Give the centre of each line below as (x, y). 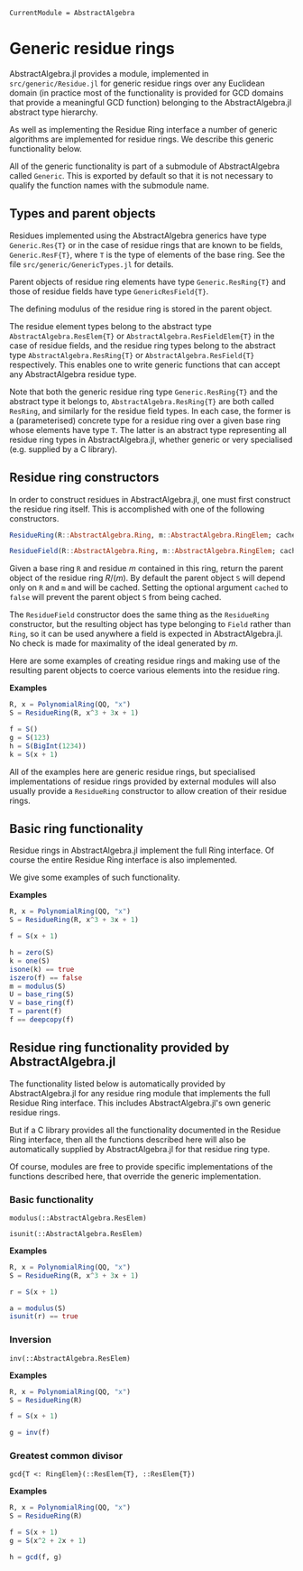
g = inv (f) (30, 1433)
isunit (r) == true (44, 1317)
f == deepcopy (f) (42, 1020)
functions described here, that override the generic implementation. (135, 1176)
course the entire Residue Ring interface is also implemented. (123, 860)
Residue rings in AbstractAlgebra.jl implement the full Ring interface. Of (142, 850)
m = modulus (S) (38, 986)
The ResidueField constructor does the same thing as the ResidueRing (139, 615)
